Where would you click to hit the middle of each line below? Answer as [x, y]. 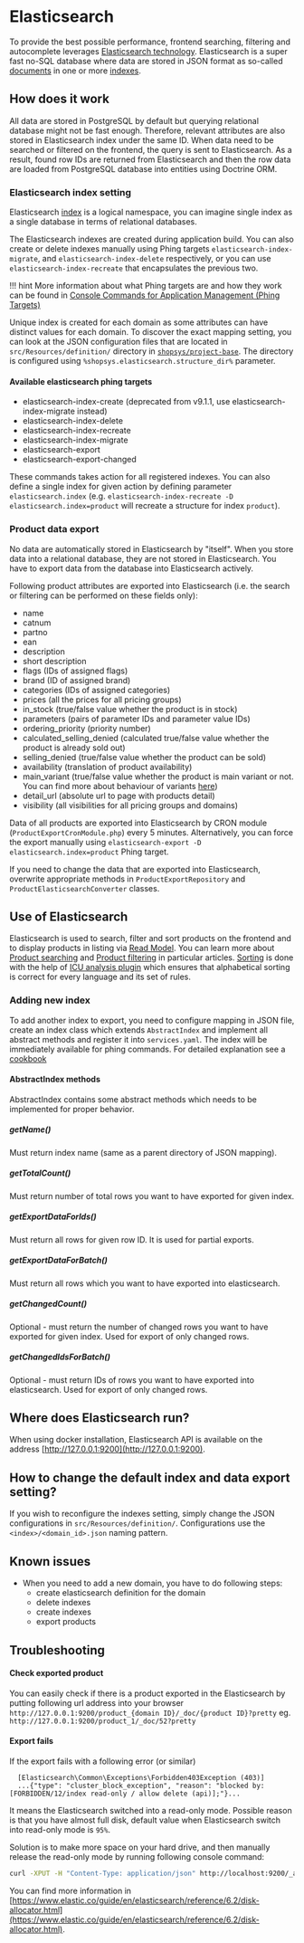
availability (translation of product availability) [107, 767]
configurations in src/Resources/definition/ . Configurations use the [137, 1523]
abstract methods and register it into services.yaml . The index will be [138, 1039]
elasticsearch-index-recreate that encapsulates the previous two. [134, 268]
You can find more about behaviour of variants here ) [120, 786]
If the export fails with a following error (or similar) [103, 1761]
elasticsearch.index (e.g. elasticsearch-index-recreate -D [121, 496]
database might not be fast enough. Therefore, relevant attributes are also [147, 130]
